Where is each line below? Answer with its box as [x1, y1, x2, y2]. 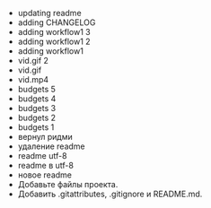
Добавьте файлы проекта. [17, 179, 119, 189]
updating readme [17, 8, 83, 18]
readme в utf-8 [17, 160, 75, 170]
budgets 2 [17, 112, 57, 123]
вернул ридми [17, 132, 74, 142]
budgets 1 [17, 122, 55, 133]
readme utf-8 [17, 151, 67, 160]
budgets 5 [17, 84, 57, 94]
